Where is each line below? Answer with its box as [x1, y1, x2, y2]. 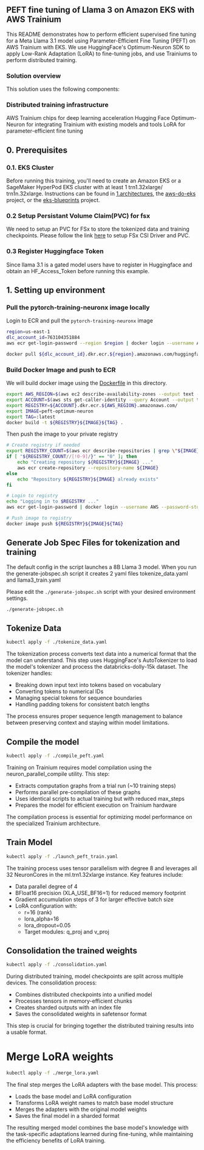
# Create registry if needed [6, 442, 80, 448]
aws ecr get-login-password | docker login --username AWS [6, 504, 159, 511]
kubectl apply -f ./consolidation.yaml [6, 961, 107, 968]
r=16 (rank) [24, 908, 52, 916]
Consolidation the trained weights [6, 946, 138, 956]
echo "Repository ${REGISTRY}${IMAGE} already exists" [17, 476, 159, 483]
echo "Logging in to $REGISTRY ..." [6, 498, 99, 504]
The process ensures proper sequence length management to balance [6, 713, 183, 720]
